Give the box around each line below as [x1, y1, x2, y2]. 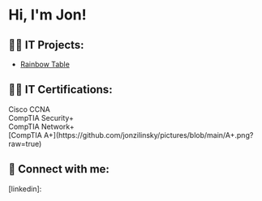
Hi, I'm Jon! [8, 6, 87, 24]
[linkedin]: [8, 184, 42, 194]
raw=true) [8, 139, 42, 148]
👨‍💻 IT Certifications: [8, 83, 113, 96]
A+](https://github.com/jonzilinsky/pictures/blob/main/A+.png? [43, 130, 254, 139]
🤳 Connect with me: [8, 162, 110, 176]
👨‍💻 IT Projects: [8, 38, 84, 52]
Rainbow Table [19, 59, 71, 69]
